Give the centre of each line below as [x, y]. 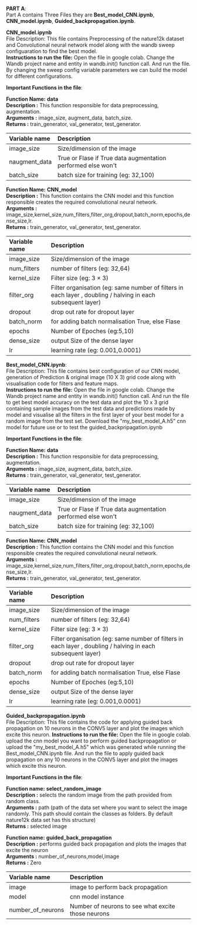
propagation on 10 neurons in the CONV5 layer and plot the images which [95, 728]
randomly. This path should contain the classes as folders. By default [89, 814]
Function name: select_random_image [54, 789]
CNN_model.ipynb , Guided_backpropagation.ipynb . [71, 21]
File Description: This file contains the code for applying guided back [89, 722]
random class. [23, 801]
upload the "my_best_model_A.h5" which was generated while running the [96, 747]
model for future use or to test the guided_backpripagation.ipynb [84, 427]
